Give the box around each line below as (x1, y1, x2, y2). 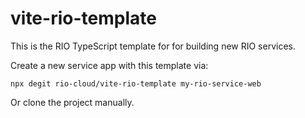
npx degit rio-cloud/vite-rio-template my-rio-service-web (10, 78, 262, 89)
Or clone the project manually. (10, 96, 135, 108)
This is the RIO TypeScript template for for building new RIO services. (10, 40, 296, 52)
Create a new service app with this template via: (10, 59, 209, 71)
